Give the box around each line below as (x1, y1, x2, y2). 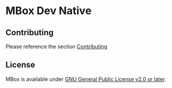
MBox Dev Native (5, 4, 92, 18)
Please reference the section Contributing (5, 43, 108, 50)
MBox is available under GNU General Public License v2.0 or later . (5, 75, 167, 83)
